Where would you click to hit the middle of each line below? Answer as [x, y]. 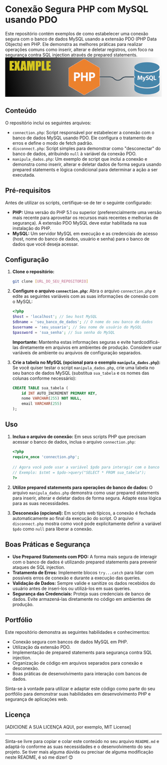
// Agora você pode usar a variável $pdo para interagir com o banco [86, 468]
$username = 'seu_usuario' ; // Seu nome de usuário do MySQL [77, 327]
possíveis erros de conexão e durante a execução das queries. [77, 578]
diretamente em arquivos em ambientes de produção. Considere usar [91, 347]
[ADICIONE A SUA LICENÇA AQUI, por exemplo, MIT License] [68, 727]
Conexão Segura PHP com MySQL [77, 9]
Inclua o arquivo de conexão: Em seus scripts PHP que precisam [79, 436]
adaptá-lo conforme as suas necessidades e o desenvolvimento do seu [78, 747]
